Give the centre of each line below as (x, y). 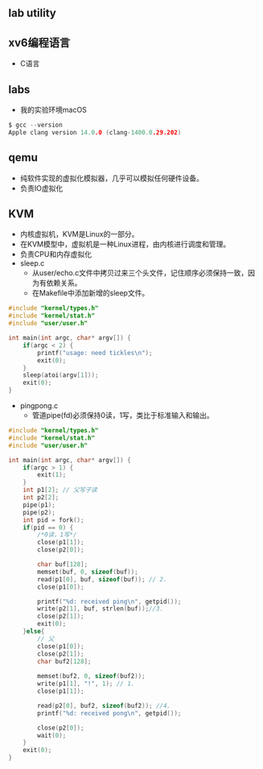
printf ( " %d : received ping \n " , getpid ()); (109, 602)
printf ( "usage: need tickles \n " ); (95, 353)
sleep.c (32, 263)
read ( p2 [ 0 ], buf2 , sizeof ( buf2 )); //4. (104, 705)
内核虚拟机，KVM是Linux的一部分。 (79, 234)
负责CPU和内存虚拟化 (56, 254)
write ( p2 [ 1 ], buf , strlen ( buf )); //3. (100, 609)
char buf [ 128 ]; (63, 564)
